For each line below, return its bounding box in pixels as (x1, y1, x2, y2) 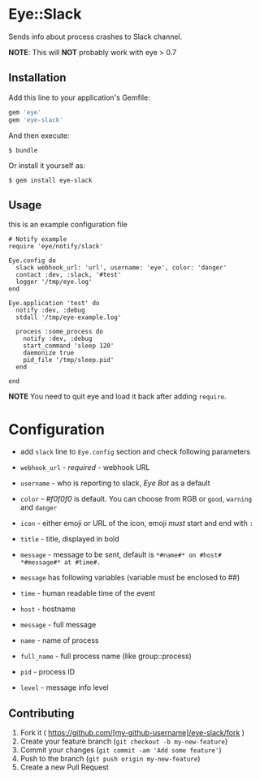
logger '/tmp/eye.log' (15, 278, 93, 287)
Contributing (8, 706, 75, 720)
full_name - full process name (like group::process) (19, 651, 193, 661)
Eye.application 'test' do (8, 300, 100, 308)
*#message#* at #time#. (19, 558, 102, 567)
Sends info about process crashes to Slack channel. (8, 32, 183, 41)
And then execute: (8, 131, 70, 140)
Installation (8, 71, 67, 85)
